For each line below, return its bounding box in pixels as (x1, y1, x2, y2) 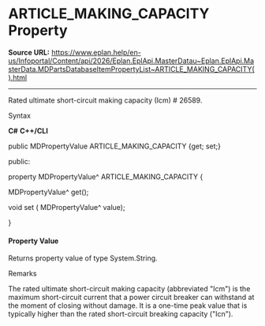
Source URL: (8, 47, 50, 57)
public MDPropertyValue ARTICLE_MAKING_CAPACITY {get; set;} (8, 141, 222, 151)
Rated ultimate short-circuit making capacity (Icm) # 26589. (8, 96, 203, 105)
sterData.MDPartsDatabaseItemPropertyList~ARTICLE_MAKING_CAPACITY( (8, 64, 255, 73)
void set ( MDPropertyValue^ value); (8, 202, 125, 212)
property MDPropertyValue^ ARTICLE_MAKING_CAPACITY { (8, 171, 203, 182)
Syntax (8, 111, 32, 120)
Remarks (8, 269, 37, 279)
